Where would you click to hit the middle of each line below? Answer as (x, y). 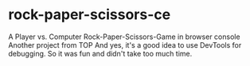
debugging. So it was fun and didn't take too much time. (100, 53)
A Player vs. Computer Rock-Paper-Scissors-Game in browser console (124, 37)
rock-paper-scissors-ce (90, 15)
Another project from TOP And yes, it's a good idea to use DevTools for (125, 45)
